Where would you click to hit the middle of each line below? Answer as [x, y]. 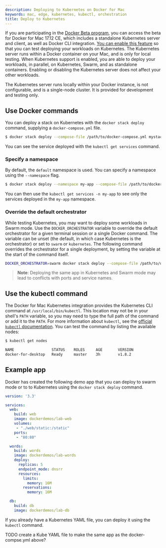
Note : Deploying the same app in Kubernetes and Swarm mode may [86, 273]
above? [39, 540]
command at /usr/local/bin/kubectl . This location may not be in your [77, 311]
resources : [29, 474]
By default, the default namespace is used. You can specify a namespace [81, 170]
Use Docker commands [42, 111]
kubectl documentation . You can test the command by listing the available [81, 327]
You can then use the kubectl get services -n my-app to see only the [76, 194]
